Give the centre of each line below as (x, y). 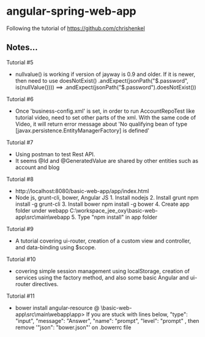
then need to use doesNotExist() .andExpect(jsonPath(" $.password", (102, 80)
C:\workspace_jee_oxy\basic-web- (114, 210)
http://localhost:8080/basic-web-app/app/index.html (82, 191)
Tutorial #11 (20, 296)
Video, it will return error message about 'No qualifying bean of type (101, 124)
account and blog (37, 167)
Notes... (22, 47)
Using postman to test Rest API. (55, 154)
